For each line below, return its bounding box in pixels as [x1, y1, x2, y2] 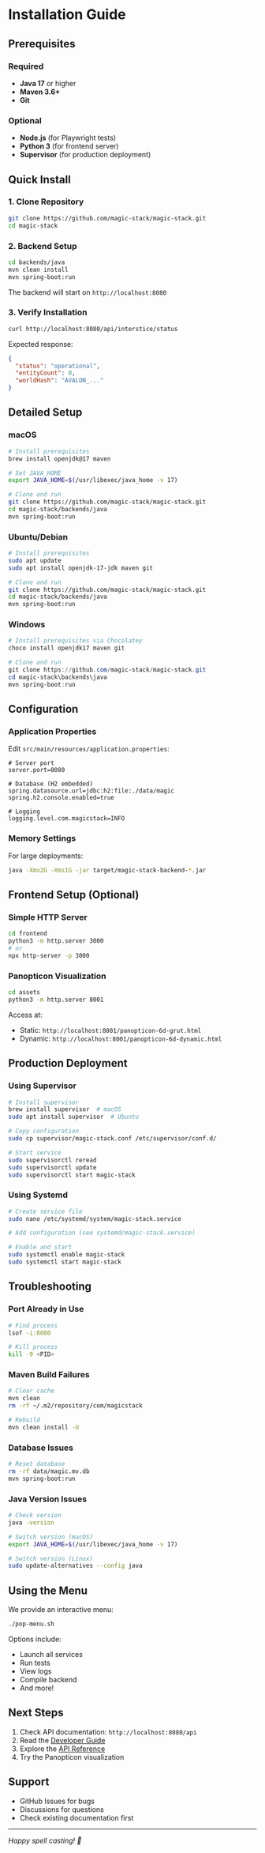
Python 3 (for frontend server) [19, 141, 119, 151]
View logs [19, 1666, 52, 1676]
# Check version [8, 1512, 62, 1520]
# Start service [8, 1148, 62, 1157]
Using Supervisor [8, 1080, 77, 1091]
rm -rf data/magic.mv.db [8, 1467, 90, 1475]
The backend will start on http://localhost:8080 [8, 287, 167, 297]
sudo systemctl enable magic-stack [8, 1251, 125, 1259]
